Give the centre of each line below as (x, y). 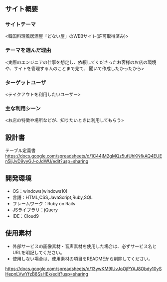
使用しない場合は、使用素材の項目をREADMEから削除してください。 (83, 259)
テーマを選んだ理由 (28, 50)
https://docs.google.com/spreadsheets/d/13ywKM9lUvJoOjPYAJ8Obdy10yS (83, 269)
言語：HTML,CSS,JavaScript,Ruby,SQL (53, 197)
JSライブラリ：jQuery (35, 210)
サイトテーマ (21, 24)
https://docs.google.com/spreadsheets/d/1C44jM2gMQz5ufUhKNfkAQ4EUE (84, 156)
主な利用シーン (23, 108)
